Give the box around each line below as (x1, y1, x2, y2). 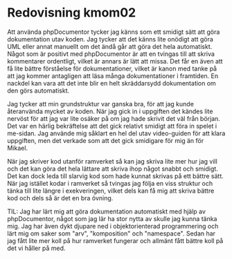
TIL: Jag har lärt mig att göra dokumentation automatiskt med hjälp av (7, 207, 206, 215)
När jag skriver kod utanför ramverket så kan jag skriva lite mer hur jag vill (7, 157, 218, 165)
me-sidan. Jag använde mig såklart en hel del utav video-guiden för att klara (7, 129, 226, 137)
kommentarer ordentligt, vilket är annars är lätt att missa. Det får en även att (7, 57, 223, 65)
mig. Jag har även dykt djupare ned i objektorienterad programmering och (7, 222, 219, 230)
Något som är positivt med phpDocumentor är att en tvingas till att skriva (7, 50, 215, 58)
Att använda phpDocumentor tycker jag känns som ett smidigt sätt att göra (7, 28, 220, 36)
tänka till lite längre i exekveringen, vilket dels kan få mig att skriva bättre (7, 186, 215, 195)
